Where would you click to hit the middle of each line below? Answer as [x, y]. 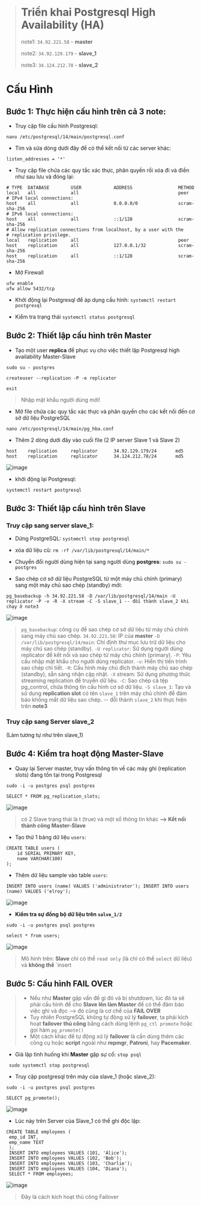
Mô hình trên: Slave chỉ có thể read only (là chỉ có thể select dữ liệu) [106, 958]
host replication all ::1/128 [70, 256]
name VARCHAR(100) [40, 859]
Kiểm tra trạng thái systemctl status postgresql [75, 317]
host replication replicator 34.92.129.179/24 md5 [95, 451]
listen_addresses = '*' [36, 159]
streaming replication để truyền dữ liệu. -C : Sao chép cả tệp [94, 681]
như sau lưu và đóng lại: [44, 176]
